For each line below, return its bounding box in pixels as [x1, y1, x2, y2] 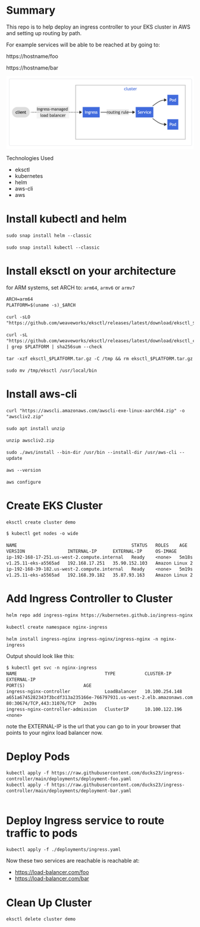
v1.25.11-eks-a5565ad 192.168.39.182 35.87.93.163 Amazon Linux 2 [6, 572, 193, 578]
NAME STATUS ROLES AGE [6, 542, 187, 548]
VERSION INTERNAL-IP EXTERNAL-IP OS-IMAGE [6, 548, 177, 554]
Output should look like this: [6, 652, 74, 659]
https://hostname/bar [6, 64, 58, 71]
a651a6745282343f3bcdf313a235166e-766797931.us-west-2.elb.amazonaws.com [6, 694, 193, 700]
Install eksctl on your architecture [6, 264, 176, 277]
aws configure [6, 479, 42, 485]
